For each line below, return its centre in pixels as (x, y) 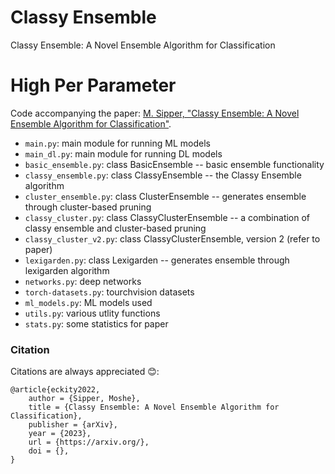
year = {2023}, (60, 434)
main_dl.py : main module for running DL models (123, 153)
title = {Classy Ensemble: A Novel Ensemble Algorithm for (154, 407)
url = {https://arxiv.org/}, (89, 442)
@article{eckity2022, (55, 390)
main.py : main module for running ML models (117, 143)
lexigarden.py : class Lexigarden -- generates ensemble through (157, 260)
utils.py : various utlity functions (92, 313)
